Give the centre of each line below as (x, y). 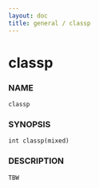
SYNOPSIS (30, 124)
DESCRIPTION (36, 161)
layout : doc (28, 16)
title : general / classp (49, 23)
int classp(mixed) (39, 141)
